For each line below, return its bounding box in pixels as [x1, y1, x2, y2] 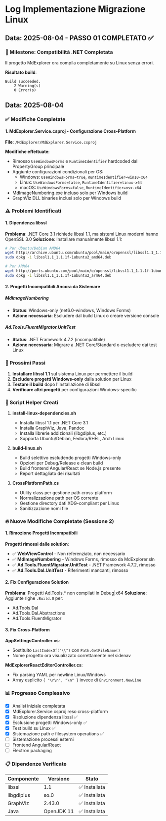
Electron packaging [12, 748, 52, 754]
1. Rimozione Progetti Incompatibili [5, 530, 78, 536]
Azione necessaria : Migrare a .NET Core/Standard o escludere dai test [12, 342, 157, 348]
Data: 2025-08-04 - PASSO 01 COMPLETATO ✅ [5, 34, 154, 42]
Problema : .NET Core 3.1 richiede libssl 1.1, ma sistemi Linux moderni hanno [5, 231, 159, 237]
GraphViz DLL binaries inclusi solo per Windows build [12, 195, 122, 201]
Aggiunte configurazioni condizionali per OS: [12, 169, 104, 175]
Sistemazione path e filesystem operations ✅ [12, 731, 104, 737]
